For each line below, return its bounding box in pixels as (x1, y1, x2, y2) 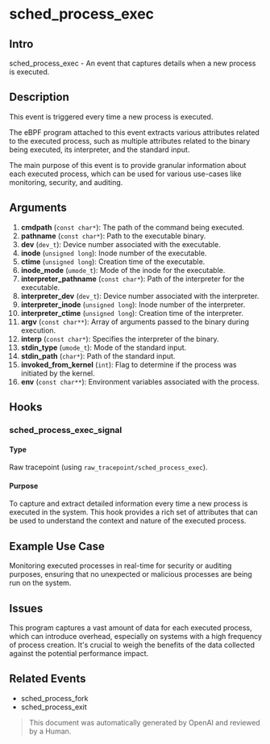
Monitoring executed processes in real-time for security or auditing (9, 561, 232, 570)
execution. (20, 325, 56, 335)
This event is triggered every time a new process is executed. (9, 111, 214, 121)
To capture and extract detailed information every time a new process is (9, 498, 248, 509)
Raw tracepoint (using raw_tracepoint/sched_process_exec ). (9, 462, 208, 473)
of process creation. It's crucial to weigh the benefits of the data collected (9, 640, 255, 649)
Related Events (9, 672, 86, 686)
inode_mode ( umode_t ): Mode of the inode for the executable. (20, 265, 226, 275)
